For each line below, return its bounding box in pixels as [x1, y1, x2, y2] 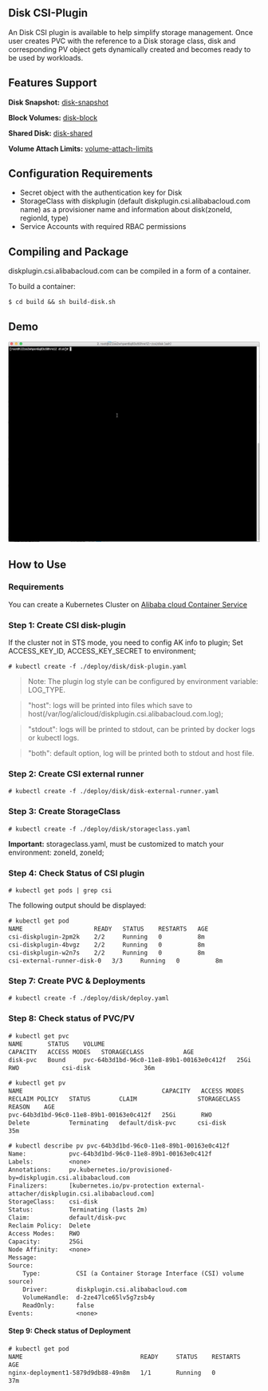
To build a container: [8, 282, 76, 291]
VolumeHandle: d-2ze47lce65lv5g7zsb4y [22, 1293, 156, 1302]
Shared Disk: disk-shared [8, 128, 93, 138]
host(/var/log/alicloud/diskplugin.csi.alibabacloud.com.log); [27, 709, 224, 719]
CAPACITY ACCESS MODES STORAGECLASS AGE [8, 1048, 195, 1056]
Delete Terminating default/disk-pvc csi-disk [8, 1119, 227, 1127]
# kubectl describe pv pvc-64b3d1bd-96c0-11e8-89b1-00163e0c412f [8, 1141, 230, 1150]
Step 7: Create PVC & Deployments [8, 975, 146, 986]
